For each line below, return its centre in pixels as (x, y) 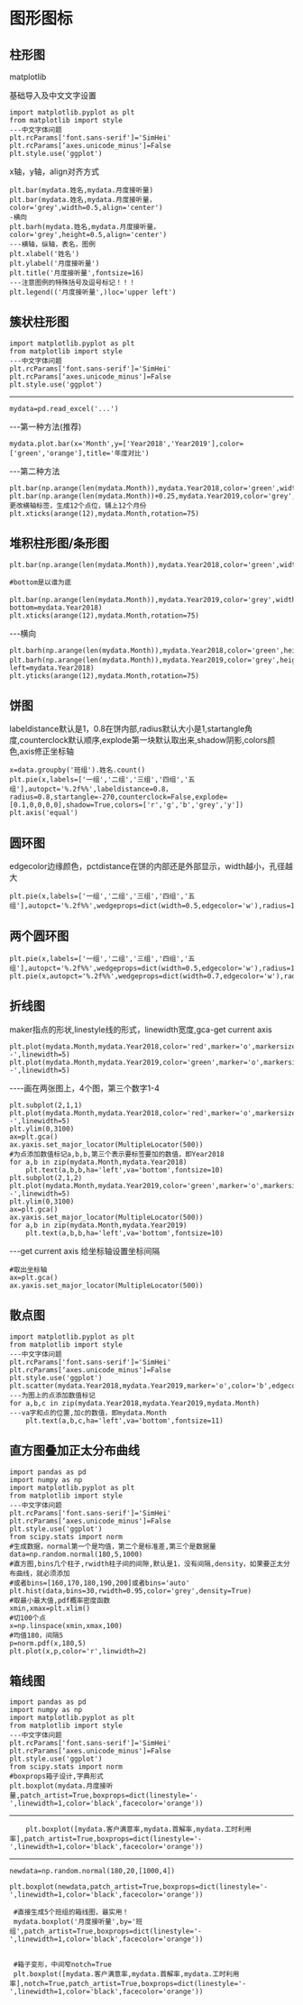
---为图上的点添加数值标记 (53, 1395)
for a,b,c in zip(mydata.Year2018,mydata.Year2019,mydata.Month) (134, 1403)
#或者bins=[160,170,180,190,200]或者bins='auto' (100, 1583)
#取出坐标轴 (28, 1269)
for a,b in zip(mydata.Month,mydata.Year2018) (98, 1162)
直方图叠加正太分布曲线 (74, 1451)
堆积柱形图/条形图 (60, 543)
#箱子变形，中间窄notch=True (63, 1965)
